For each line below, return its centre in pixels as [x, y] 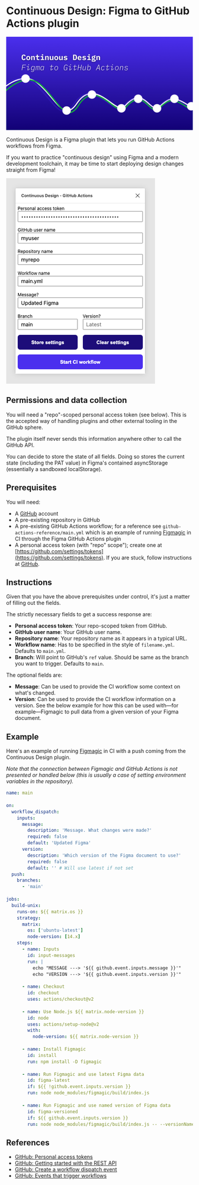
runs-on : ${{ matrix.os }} [50, 912]
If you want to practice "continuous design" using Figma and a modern [92, 157]
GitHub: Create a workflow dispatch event [66, 1170]
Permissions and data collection [67, 400]
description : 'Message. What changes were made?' [90, 831]
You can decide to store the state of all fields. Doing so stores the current [95, 456]
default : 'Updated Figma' [60, 843]
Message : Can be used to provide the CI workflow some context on [97, 687]
